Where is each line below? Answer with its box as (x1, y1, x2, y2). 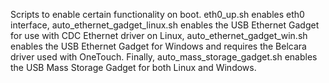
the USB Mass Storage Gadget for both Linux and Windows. (10, 62, 257, 73)
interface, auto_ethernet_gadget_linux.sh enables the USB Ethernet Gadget (10, 19, 320, 31)
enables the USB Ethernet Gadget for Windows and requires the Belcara (10, 40, 307, 52)
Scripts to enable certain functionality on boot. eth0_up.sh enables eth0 (10, 9, 305, 20)
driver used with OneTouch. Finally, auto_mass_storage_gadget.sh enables (10, 51, 318, 63)
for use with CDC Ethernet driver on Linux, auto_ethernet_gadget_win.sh (10, 30, 308, 41)
